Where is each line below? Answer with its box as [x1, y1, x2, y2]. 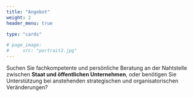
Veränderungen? [6, 84, 49, 91]
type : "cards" [6, 31, 42, 37]
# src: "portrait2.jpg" [6, 48, 78, 54]
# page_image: [6, 42, 42, 48]
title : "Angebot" [6, 8, 50, 15]
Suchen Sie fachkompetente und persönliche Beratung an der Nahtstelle [6, 64, 188, 72]
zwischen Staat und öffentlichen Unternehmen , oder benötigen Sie [6, 71, 177, 78]
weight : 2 [6, 15, 32, 21]
